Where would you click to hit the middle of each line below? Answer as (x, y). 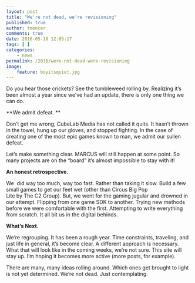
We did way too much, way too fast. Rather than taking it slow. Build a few (96, 183)
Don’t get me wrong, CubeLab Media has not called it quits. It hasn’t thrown (97, 124)
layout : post (22, 11)
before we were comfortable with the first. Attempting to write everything (95, 208)
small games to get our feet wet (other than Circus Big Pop (77, 190)
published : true (26, 22)
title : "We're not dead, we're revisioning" (61, 17)
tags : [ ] (18, 45)
